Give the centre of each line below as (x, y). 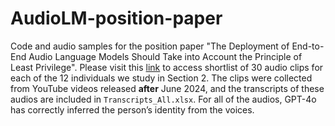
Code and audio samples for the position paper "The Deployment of (150, 46)
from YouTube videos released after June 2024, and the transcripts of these (167, 88)
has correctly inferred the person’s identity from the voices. (132, 109)
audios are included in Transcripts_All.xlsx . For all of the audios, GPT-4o (163, 99)
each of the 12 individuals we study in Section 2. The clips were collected (161, 78)
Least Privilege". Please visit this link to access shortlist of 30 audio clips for (167, 67)
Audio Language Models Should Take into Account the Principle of (165, 56)
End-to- (308, 46)
